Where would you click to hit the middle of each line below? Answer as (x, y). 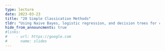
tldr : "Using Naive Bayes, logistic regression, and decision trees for (81, 23)
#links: (13, 32)
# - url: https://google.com (38, 37)
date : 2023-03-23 (23, 14)
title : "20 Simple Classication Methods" (48, 18)
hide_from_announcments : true (36, 28)
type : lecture (20, 9)
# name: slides (26, 41)
